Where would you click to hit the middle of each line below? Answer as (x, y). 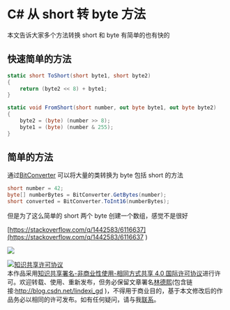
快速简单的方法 (39, 59)
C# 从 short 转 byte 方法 (77, 14)
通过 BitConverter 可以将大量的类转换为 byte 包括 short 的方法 (95, 175)
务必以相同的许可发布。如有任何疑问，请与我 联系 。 (86, 300)
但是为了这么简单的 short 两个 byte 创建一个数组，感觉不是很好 (98, 216)
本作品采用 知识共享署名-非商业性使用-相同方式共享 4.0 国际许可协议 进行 (111, 274)
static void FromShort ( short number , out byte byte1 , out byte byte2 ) (112, 108)
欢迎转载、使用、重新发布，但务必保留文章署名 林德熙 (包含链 (106, 282)
